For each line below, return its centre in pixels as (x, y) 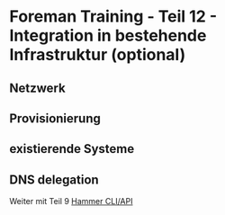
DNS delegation (54, 179)
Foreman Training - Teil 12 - (113, 17)
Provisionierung (55, 118)
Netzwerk (37, 88)
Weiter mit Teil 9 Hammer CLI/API (71, 202)
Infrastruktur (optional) (98, 55)
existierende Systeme (72, 149)
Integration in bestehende (108, 36)
